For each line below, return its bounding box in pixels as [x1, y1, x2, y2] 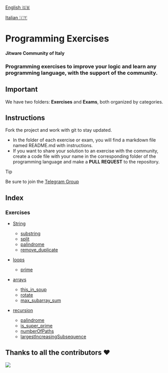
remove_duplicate [20, 247, 58, 253]
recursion [12, 307, 33, 314]
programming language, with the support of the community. [5, 69, 158, 76]
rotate [20, 292, 33, 298]
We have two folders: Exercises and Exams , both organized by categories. [5, 98, 163, 105]
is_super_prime [20, 323, 53, 329]
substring [20, 231, 41, 237]
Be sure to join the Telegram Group [5, 179, 79, 185]
